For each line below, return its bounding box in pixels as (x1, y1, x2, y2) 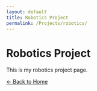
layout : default (6, 8, 47, 15)
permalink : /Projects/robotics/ (6, 20, 87, 26)
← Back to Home (6, 78, 48, 86)
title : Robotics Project (6, 15, 69, 21)
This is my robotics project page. (6, 66, 88, 73)
